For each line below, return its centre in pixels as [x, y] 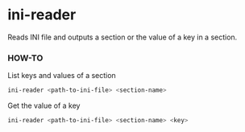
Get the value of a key [44, 105]
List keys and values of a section [62, 76]
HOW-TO [25, 58]
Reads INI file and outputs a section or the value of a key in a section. [122, 37]
